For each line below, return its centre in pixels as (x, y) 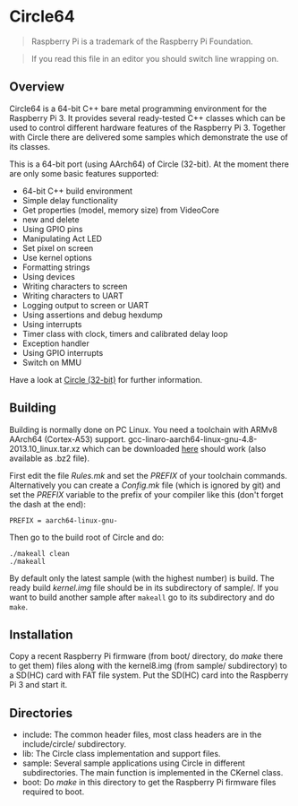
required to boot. (53, 792)
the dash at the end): (48, 504)
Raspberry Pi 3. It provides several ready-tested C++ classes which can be (148, 117)
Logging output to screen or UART (85, 305)
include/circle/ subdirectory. (74, 744)
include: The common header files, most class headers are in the (142, 735)
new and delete (51, 219)
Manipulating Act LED (62, 238)
